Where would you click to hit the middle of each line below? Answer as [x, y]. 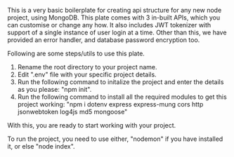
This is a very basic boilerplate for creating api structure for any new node [115, 10]
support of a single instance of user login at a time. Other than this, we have [117, 32]
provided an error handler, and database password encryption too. [104, 40]
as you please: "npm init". [54, 89]
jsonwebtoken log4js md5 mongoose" [72, 112]
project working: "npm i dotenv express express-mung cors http [110, 104]
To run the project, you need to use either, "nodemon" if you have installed [115, 139]
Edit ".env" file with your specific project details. [87, 74]
